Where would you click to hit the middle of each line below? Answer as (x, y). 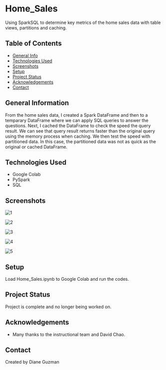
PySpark (21, 180)
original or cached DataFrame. (36, 147)
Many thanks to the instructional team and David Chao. (69, 334)
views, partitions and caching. (36, 27)
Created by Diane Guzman (32, 362)
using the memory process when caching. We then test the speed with (78, 136)
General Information (37, 103)
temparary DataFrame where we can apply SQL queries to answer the (77, 120)
